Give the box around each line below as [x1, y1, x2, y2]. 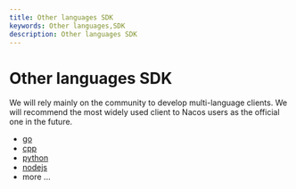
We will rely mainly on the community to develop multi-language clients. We [9, 97, 288, 108]
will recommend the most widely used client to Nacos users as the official [9, 107, 280, 118]
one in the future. [9, 117, 73, 127]
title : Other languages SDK [9, 12, 114, 22]
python [21, 152, 49, 163]
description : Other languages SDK [9, 29, 138, 38]
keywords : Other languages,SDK [9, 21, 126, 30]
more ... [21, 171, 51, 183]
